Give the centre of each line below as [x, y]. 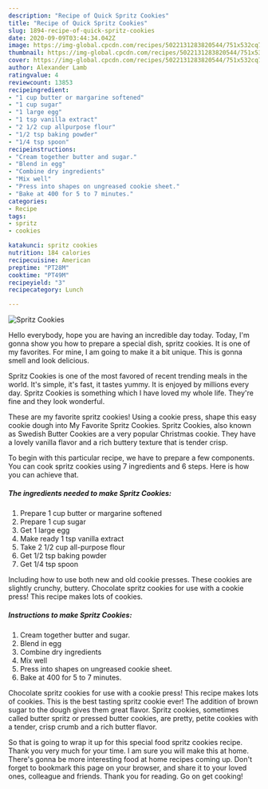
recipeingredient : [39, 90]
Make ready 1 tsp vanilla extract [72, 539]
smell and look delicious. [49, 361]
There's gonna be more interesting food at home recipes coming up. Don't [130, 759]
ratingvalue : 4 [33, 75]
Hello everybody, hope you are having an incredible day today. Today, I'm [129, 335]
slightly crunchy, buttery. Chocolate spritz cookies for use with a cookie [126, 589]
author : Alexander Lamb [48, 68]
